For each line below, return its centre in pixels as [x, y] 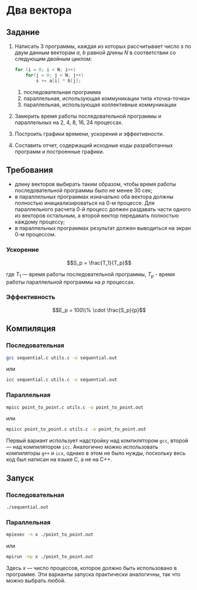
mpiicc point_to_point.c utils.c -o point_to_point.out [76, 429]
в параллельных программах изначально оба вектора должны [94, 197]
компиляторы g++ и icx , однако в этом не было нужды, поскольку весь [96, 453]
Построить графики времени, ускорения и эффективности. [89, 134]
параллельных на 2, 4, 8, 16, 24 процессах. [69, 122]
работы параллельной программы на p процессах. [71, 282]
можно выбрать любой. [36, 581]
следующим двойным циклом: [53, 59]
